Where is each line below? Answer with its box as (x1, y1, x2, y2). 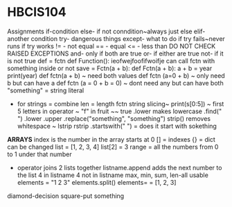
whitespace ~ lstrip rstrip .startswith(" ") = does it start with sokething (17, 122, 217, 130)
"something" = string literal (7, 86, 84, 94)
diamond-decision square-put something (7, 192, 125, 200)
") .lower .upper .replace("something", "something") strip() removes (17, 114, 211, 122)
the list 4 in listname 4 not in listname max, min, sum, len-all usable (17, 171, 209, 179)
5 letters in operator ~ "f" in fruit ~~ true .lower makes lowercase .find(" (17, 107, 222, 115)
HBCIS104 (7, 4, 67, 20)
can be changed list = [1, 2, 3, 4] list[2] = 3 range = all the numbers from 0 (7, 142, 219, 151)
